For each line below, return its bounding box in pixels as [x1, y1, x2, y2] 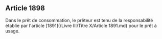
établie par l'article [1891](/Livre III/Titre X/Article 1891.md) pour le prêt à [5, 22, 157, 28]
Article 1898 [5, 4, 45, 12]
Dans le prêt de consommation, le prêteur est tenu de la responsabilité [5, 17, 153, 23]
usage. [5, 27, 20, 34]
